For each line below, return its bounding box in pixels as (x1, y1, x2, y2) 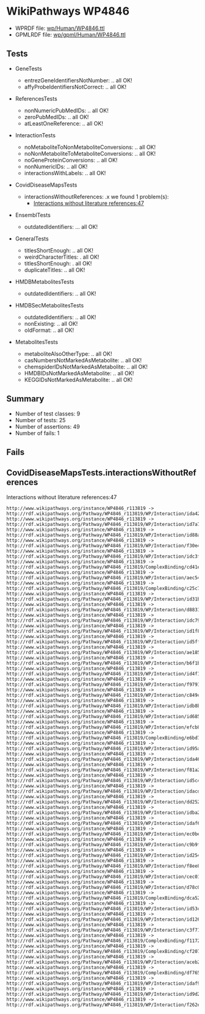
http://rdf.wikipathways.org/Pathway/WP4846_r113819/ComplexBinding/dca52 (6, 895, 201, 901)
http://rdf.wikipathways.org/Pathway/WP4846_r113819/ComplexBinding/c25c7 (6, 585, 201, 591)
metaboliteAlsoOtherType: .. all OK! (24, 350, 112, 358)
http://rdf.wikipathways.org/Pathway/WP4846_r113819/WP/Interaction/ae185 (6, 649, 201, 655)
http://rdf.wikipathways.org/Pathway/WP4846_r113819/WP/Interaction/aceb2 (6, 959, 201, 965)
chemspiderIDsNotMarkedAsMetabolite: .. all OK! (24, 363, 148, 370)
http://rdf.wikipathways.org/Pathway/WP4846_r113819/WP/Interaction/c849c (6, 692, 201, 698)
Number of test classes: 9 (15, 410, 81, 417)
